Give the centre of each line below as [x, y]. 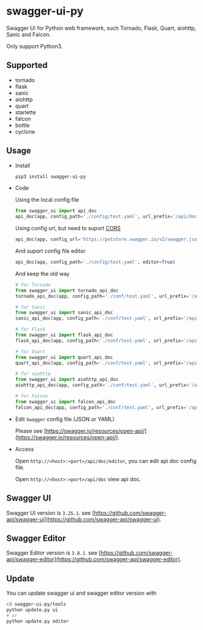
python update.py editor [38, 621]
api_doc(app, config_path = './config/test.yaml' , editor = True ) [95, 262]
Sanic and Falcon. [28, 34]
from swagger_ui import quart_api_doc [64, 357]
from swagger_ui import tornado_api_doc [67, 290]
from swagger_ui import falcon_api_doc [65, 402]
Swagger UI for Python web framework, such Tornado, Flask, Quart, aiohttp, [101, 28]
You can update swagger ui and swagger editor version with [82, 593]
